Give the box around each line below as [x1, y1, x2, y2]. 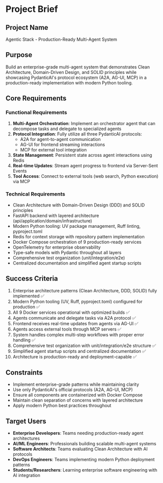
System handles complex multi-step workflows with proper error [12, 332, 145, 338]
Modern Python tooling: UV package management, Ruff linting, [12, 223, 141, 229]
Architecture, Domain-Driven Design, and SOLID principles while [5, 69, 137, 75]
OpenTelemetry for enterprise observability [12, 244, 101, 250]
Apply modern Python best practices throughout [12, 403, 112, 409]
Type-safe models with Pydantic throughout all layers [12, 249, 122, 255]
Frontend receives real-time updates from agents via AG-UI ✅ [12, 320, 139, 326]
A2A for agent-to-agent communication [20, 136, 101, 142]
